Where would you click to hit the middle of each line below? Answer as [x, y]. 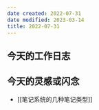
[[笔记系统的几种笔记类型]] [55, 99]
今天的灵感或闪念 [43, 81]
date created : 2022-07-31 [44, 13]
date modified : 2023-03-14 [46, 20]
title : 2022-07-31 [33, 26]
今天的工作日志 [39, 56]
